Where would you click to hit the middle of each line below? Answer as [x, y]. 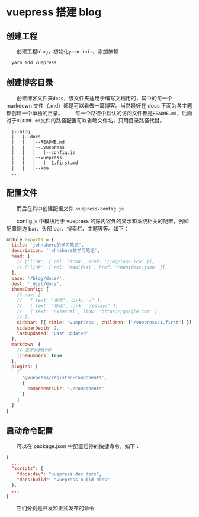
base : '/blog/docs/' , [38, 278]
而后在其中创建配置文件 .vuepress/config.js [70, 208]
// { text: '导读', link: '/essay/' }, [68, 306]
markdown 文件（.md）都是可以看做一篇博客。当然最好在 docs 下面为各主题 [99, 105]
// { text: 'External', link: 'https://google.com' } [87, 311]
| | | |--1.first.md [45, 163]
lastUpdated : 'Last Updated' [53, 333]
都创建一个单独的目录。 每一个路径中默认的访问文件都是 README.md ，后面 [99, 113]
